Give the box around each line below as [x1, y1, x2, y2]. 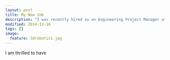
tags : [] [5, 26, 24, 32]
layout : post [5, 7, 33, 13]
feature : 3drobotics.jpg [10, 36, 62, 41]
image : [5, 31, 19, 36]
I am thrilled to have [5, 49, 47, 56]
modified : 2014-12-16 [5, 21, 51, 27]
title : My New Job [5, 12, 44, 17]
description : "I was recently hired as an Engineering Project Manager [5, 17, 159, 22]
